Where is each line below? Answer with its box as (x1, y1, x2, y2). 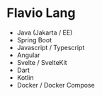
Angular (16, 51, 40, 59)
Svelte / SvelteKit (16, 58, 68, 66)
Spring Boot (16, 35, 52, 44)
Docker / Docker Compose (16, 80, 95, 89)
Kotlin (16, 73, 34, 82)
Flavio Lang (6, 5, 76, 21)
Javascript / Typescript (16, 43, 85, 52)
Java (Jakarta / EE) (16, 28, 73, 37)
